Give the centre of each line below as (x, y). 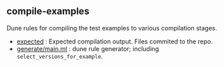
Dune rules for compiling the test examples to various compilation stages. (112, 28)
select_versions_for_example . (60, 56)
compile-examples (48, 11)
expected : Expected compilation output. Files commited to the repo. (115, 41)
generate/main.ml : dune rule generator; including (88, 48)
